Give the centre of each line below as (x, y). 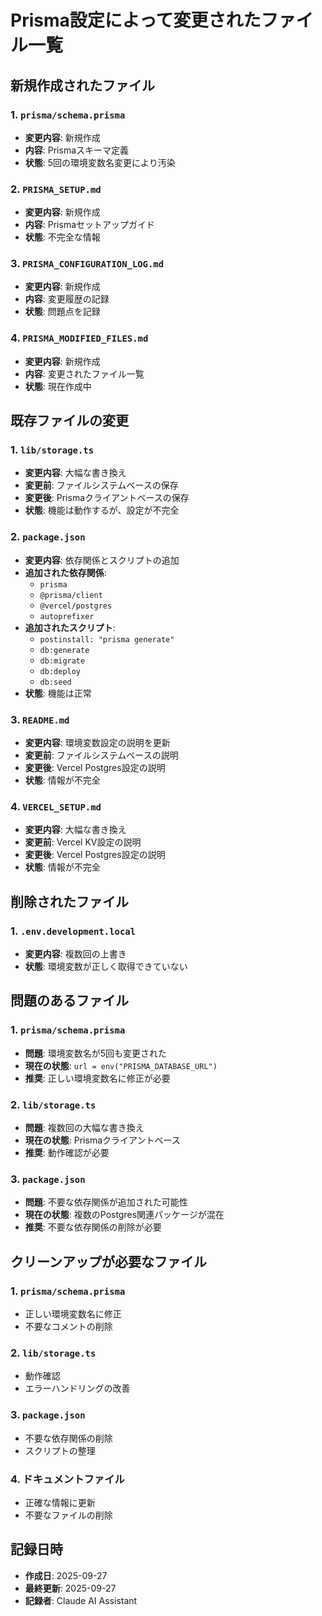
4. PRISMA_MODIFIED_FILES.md (79, 338)
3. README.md (40, 719)
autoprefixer (67, 616)
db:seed (55, 682)
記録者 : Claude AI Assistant (81, 1600)
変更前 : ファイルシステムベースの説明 (101, 755)
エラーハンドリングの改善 (77, 1388)
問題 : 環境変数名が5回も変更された (96, 1053)
